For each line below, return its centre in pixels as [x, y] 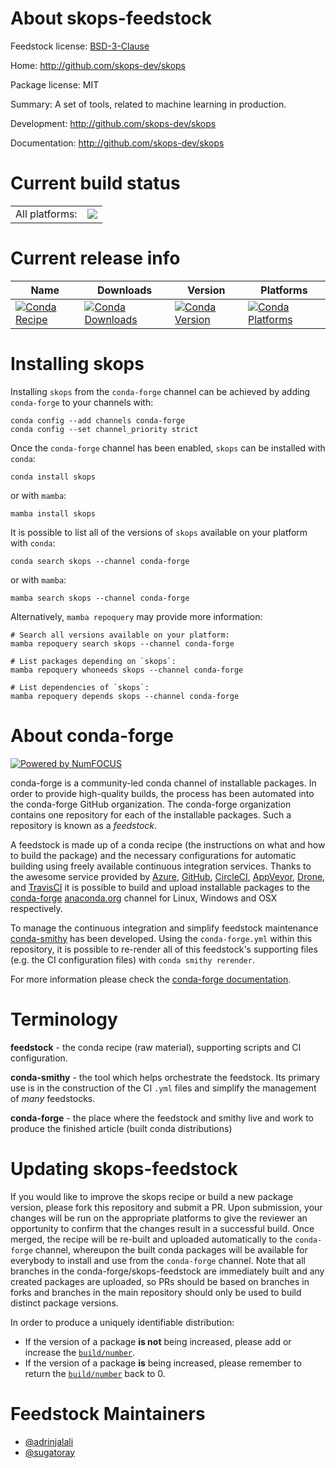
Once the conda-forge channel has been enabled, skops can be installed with [168, 448]
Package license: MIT [55, 84]
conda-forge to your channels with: [82, 402]
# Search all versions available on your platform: [120, 635]
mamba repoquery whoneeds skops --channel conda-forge [127, 670]
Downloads [124, 290]
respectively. [36, 908]
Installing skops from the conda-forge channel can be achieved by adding [160, 391]
